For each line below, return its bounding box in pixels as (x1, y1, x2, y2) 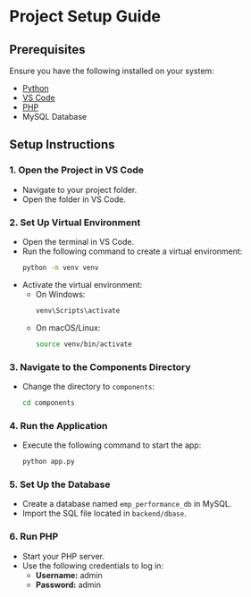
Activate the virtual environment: (21, 279, 143, 290)
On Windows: (35, 289, 86, 299)
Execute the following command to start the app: (21, 440, 202, 450)
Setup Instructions (9, 137, 115, 153)
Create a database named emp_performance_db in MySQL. (21, 499, 232, 509)
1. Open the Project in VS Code (9, 164, 145, 176)
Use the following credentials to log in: (21, 560, 163, 571)
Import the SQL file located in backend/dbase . (21, 508, 187, 519)
